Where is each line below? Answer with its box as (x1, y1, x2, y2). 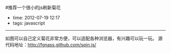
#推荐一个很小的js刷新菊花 (5, 5, 61, 10)
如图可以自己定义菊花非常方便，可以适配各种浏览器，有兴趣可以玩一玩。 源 (5, 35, 163, 41)
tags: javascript (12, 20, 45, 26)
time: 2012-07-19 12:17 (12, 15, 60, 20)
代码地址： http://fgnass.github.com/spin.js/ (5, 42, 97, 47)
